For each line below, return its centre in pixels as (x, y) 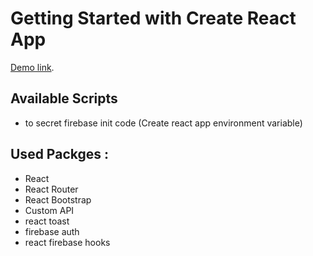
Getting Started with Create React (153, 18)
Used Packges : (59, 154)
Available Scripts (64, 98)
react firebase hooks (67, 242)
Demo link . (32, 67)
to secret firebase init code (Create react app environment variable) (163, 123)
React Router (51, 189)
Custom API (49, 210)
